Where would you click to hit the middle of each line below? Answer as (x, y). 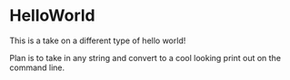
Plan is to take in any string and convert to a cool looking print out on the (145, 58)
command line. (37, 67)
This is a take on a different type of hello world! (98, 40)
